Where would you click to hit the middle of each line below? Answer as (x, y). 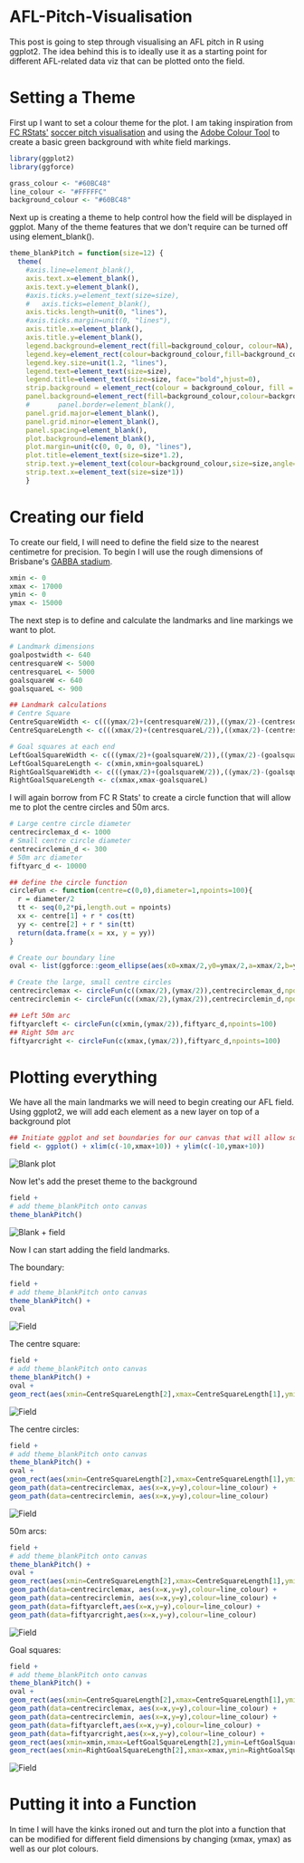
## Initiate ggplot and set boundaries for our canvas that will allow (147, 1138)
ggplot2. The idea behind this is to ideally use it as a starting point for (138, 51)
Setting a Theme (72, 98)
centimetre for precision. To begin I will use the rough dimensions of (137, 552)
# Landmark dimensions (52, 647)
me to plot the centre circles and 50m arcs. (90, 807)
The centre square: (45, 1344)
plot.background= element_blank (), (90, 438)
